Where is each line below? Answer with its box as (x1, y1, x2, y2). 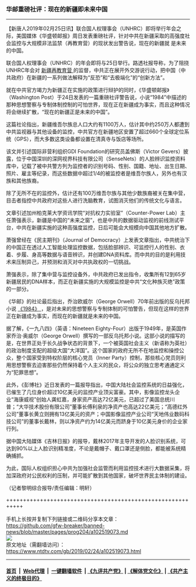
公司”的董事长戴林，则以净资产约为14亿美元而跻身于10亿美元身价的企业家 (10, 418, 188, 425)
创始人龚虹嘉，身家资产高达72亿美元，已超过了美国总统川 (36, 396, 175, 403)
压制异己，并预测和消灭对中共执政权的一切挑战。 (16, 259, 134, 266)
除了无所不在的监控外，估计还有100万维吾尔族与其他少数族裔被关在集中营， (6, 190, 188, 197)
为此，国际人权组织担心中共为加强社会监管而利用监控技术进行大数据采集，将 (6, 465, 190, 472)
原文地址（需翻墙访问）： (6, 541, 65, 548)
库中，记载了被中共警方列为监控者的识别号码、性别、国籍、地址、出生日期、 (6, 163, 190, 170)
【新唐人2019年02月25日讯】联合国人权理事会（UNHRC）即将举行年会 (6, 25, 177, 32)
